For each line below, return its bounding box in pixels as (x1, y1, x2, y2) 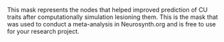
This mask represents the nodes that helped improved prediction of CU (7, 6, 208, 14)
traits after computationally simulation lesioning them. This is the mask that (7, 13, 219, 21)
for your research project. (7, 27, 80, 35)
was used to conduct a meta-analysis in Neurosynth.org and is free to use (7, 20, 216, 28)
